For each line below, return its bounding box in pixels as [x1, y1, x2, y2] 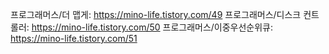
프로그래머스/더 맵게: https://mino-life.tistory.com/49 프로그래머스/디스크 [10, 9, 302, 20]
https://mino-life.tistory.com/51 [10, 33, 138, 44]
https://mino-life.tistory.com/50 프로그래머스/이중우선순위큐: [31, 21, 274, 33]
